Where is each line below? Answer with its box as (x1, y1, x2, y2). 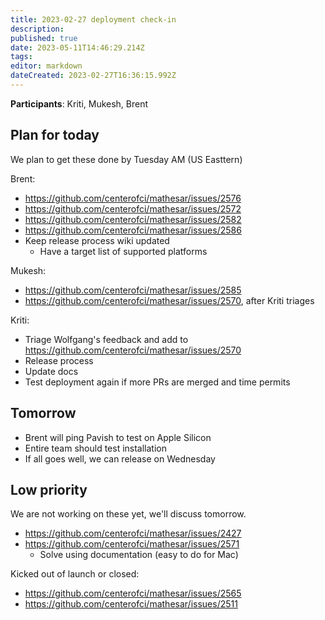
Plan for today (10, 127, 100, 144)
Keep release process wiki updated (24, 234, 170, 246)
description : (10, 24, 65, 34)
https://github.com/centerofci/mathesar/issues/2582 (24, 213, 242, 225)
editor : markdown (10, 61, 83, 71)
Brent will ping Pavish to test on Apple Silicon (24, 431, 212, 443)
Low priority (10, 481, 88, 498)
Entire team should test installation (24, 442, 167, 454)
